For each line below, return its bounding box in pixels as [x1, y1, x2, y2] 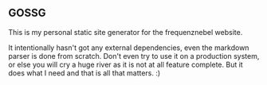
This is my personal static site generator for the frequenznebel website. [8, 27, 243, 37]
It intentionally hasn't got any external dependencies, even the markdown [8, 43, 249, 52]
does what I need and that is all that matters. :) [8, 68, 161, 78]
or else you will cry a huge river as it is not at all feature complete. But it [8, 60, 243, 69]
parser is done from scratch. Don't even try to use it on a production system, [8, 51, 260, 60]
